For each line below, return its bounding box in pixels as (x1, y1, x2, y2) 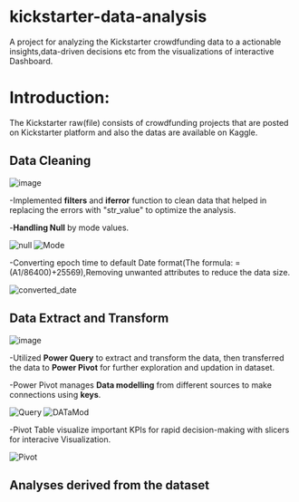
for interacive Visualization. (9, 433, 111, 445)
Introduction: (9, 88, 111, 108)
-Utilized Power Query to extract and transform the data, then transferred (9, 352, 285, 363)
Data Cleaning (9, 153, 92, 169)
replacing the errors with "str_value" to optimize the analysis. (9, 204, 236, 215)
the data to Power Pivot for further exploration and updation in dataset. (9, 362, 275, 372)
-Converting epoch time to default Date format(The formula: (9, 256, 234, 268)
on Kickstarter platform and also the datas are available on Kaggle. (9, 127, 258, 138)
